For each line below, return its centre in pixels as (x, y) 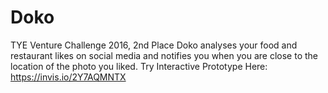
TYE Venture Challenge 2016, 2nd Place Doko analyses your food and (154, 45)
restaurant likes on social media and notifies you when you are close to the (164, 55)
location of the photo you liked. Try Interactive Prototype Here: (139, 66)
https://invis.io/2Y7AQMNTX (68, 77)
